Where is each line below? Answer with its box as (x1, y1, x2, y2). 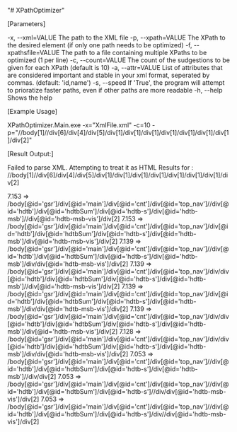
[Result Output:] (7, 150, 54, 158)
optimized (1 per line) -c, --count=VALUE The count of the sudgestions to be (7, 56, 230, 64)
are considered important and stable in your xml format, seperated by (7, 71, 210, 79)
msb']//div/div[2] (7, 373, 57, 380)
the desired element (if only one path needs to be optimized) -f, (7, 41, 192, 49)
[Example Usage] (7, 107, 58, 115)
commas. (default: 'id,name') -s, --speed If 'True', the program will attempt (7, 78, 225, 87)
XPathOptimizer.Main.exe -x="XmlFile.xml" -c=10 (7, 121, 151, 129)
